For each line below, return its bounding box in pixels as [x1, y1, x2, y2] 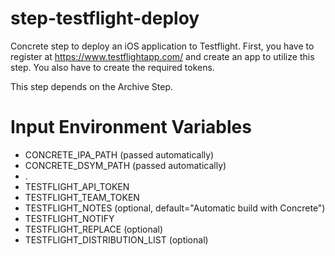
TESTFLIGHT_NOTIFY [24, 212, 115, 224]
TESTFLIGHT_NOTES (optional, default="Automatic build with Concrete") [24, 202, 326, 214]
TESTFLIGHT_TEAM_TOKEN [24, 191, 140, 203]
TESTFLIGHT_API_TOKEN [24, 180, 130, 192]
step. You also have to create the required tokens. [10, 61, 215, 73]
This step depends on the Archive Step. [10, 80, 173, 92]
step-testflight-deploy [10, 7, 200, 30]
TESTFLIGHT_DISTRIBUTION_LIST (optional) [24, 233, 209, 246]
